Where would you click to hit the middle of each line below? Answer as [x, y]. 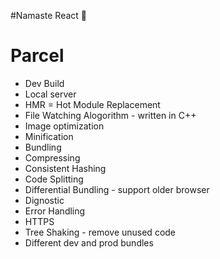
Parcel [37, 56]
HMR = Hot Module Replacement [92, 104]
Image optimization [64, 126]
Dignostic [44, 200]
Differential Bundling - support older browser [117, 189]
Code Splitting [54, 179]
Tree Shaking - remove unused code [100, 232]
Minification [49, 136]
